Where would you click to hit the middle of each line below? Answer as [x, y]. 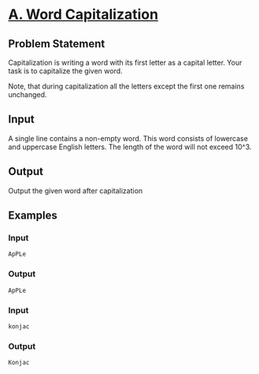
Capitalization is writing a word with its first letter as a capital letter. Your [125, 62]
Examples [33, 216]
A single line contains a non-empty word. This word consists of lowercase [128, 138]
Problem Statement [57, 44]
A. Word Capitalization [83, 15]
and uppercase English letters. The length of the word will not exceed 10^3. [130, 147]
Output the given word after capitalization [76, 190]
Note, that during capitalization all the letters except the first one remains [126, 86]
